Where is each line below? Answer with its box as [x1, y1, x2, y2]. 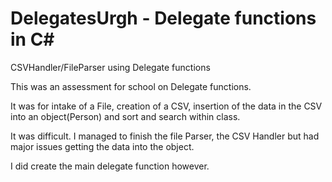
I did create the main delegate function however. [10, 160, 210, 172]
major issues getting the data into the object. [10, 140, 195, 152]
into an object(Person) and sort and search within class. [10, 110, 241, 122]
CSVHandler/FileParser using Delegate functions [10, 61, 211, 73]
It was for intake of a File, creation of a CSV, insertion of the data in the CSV [10, 100, 323, 112]
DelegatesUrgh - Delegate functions [10, 7, 317, 30]
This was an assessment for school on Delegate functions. [10, 80, 252, 92]
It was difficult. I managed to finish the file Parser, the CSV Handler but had [10, 130, 320, 142]
